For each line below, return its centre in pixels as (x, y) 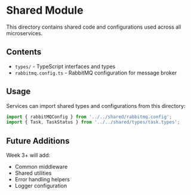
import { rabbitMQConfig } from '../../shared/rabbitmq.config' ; (89, 117)
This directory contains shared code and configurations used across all (94, 27)
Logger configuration (41, 186)
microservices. (24, 33)
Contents (24, 52)
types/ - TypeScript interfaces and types (65, 66)
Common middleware (41, 167)
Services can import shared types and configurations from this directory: (96, 106)
